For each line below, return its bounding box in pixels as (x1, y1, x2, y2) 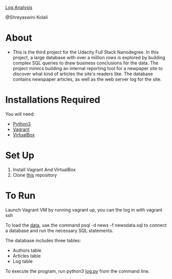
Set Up (5, 150, 35, 161)
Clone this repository (12, 172, 57, 178)
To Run (5, 190, 36, 201)
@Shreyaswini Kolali (5, 14, 48, 20)
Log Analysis (5, 5, 33, 10)
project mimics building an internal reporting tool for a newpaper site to (12, 65, 163, 71)
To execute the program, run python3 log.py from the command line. (5, 268, 150, 274)
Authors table (12, 247, 42, 253)
